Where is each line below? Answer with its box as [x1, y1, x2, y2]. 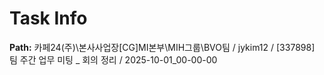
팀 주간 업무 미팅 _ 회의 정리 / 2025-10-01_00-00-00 [9, 53, 218, 66]
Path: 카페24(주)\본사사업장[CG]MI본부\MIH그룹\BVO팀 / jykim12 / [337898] [9, 41, 316, 53]
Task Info [9, 7, 88, 30]
